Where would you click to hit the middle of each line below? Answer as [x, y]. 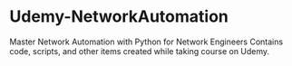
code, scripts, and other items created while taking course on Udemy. [140, 51]
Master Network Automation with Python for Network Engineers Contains [146, 42]
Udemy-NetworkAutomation [119, 17]
